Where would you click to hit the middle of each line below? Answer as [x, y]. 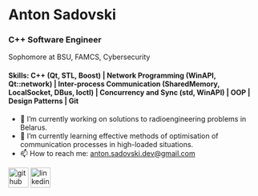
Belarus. [34, 127]
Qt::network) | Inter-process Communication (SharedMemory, [114, 84]
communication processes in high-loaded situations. [107, 144]
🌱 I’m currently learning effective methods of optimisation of [119, 136]
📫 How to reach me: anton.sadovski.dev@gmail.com [107, 153]
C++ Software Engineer [55, 40]
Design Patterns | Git [43, 101]
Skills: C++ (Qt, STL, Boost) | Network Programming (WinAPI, [112, 76]
